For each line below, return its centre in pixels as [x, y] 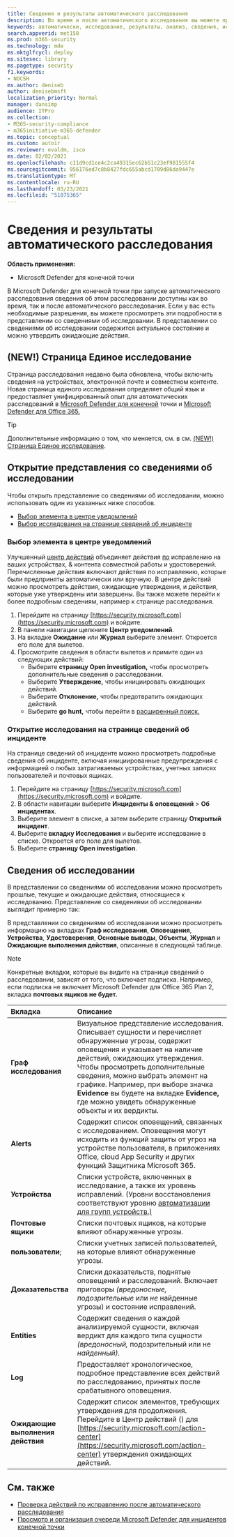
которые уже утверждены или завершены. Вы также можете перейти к [114, 594]
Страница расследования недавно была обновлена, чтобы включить [110, 374]
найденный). [99, 1353]
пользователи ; [36, 1252]
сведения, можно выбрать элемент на [142, 1076]
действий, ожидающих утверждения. [140, 1058]
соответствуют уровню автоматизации [143, 1203]
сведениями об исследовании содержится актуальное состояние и [108, 328]
